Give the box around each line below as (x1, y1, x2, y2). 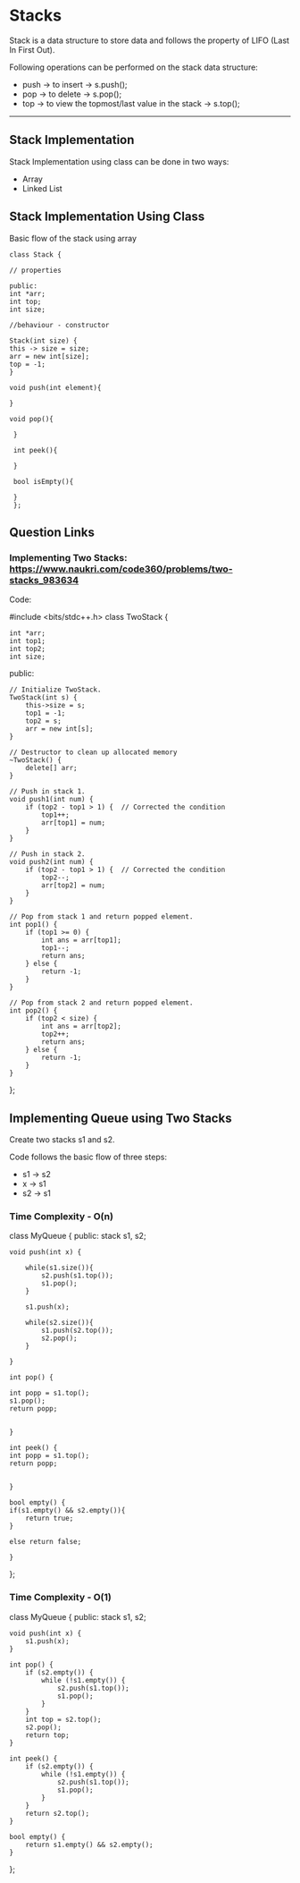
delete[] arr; (25, 764, 78, 773)
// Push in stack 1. (9, 787, 87, 796)
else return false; (9, 1538, 82, 1547)
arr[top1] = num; (41, 819, 105, 827)
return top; (25, 1730, 70, 1740)
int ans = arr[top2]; (41, 1022, 122, 1031)
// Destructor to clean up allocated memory (9, 748, 178, 757)
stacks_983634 (9, 573, 79, 586)
